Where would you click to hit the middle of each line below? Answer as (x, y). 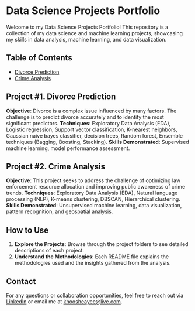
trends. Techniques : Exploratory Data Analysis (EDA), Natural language (92, 193)
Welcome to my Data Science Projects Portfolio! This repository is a (87, 27)
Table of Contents (39, 58)
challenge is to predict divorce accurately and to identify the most (85, 117)
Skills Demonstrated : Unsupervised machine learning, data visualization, (94, 206)
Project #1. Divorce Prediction (61, 97)
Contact (21, 281)
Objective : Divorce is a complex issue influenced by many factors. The (91, 111)
